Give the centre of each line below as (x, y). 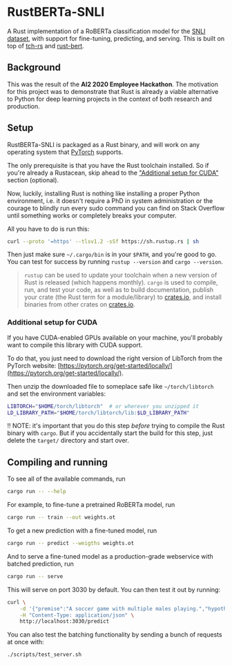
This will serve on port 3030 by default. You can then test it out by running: (114, 589)
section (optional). (33, 180)
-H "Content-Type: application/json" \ (77, 615)
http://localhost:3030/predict (65, 621)
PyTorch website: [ (34, 365)
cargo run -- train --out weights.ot (61, 518)
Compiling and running (58, 462)
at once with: (26, 642)
